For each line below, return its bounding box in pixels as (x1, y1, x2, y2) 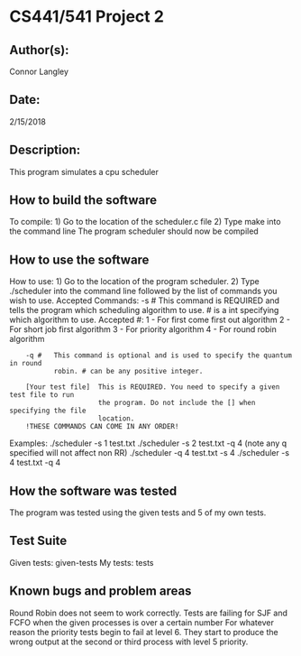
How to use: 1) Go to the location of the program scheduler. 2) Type (9, 276, 260, 287)
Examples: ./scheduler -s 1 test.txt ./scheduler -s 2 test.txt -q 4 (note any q (9, 438, 287, 448)
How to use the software (9, 252, 150, 267)
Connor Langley (9, 66, 69, 77)
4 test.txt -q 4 (9, 457, 61, 468)
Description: (9, 143, 81, 158)
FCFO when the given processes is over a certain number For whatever (9, 616, 275, 628)
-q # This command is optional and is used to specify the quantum (25, 351, 293, 360)
